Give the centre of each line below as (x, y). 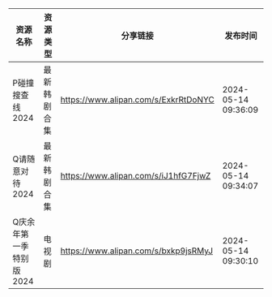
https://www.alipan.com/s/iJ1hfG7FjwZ (136, 176)
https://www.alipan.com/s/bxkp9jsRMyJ (136, 251)
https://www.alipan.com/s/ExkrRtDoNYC (137, 99)
